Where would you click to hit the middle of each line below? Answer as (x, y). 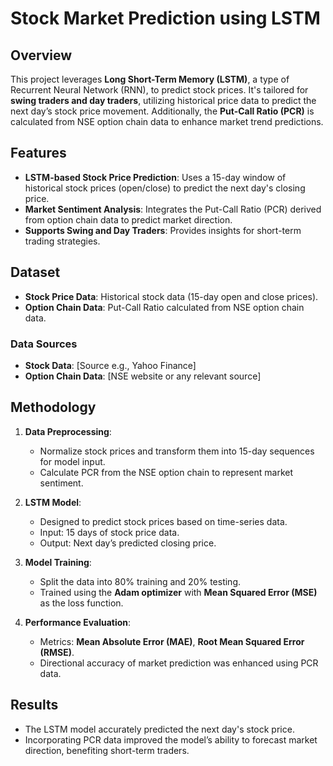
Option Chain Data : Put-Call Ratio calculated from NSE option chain (164, 307)
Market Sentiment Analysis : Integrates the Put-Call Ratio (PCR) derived (173, 209)
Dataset (35, 272)
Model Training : (58, 562)
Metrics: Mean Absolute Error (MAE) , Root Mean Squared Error (172, 641)
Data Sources (44, 344)
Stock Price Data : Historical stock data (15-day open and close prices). (171, 296)
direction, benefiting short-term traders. (107, 750)
